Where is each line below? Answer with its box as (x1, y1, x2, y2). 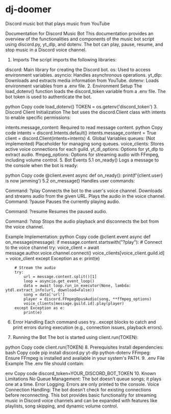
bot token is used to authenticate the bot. (5, 94, 92, 100)
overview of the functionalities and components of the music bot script (5, 36, 155, 42)
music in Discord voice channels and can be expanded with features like (5, 397, 158, 403)
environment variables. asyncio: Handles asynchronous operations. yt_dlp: (5, 72, 162, 78)
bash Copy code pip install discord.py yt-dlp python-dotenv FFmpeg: (5, 349, 151, 356)
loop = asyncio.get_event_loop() (23, 279, 95, 284)
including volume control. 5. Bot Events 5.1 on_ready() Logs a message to (5, 157, 159, 163)
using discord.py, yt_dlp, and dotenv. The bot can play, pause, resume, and (5, 41, 163, 47)
